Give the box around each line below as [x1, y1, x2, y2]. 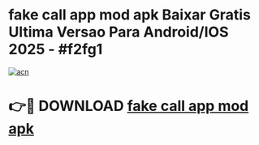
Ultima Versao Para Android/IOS [8, 23, 229, 41]
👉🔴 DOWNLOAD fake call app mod [8, 97, 249, 115]
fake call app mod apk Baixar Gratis [8, 6, 252, 24]
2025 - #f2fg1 [8, 41, 103, 58]
